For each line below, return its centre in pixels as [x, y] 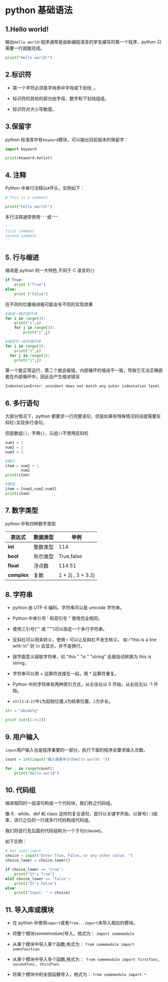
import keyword [21, 149]
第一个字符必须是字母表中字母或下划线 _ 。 [55, 87]
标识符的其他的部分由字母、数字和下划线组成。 [60, 98]
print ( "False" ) [31, 294]
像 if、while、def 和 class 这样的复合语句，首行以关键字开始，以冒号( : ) [79, 814]
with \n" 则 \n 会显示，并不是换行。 [48, 646]
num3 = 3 [14, 452]
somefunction [26, 949]
